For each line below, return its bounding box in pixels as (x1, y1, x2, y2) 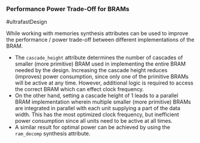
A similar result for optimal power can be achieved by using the (14, 124, 170, 131)
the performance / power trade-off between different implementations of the (6, 36, 195, 43)
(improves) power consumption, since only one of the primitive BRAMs (14, 73, 189, 80)
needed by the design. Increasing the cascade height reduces (14, 67, 168, 74)
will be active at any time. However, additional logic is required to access (14, 79, 194, 86)
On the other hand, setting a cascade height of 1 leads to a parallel (14, 92, 179, 100)
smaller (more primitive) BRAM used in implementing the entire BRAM (14, 60, 186, 67)
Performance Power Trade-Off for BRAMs (6, 5, 130, 13)
